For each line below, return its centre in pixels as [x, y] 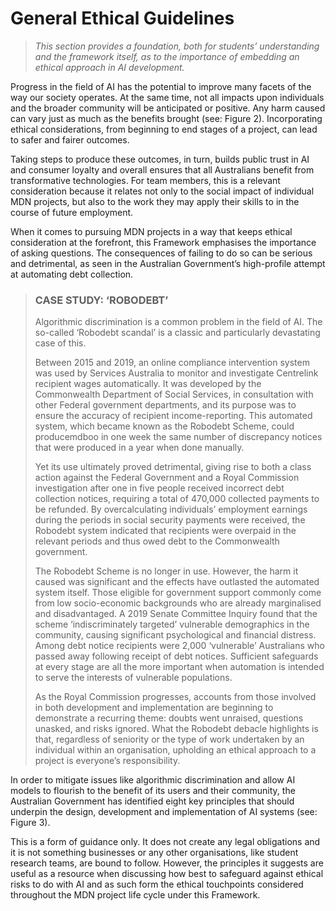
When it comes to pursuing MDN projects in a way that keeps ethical [151, 231]
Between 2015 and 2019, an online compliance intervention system [172, 363]
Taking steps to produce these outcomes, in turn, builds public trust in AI [160, 159]
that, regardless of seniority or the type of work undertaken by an [169, 739]
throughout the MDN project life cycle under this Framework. [135, 895]
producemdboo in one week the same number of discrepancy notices [178, 437]
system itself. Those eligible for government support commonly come [178, 593]
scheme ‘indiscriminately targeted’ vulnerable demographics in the [172, 624]
